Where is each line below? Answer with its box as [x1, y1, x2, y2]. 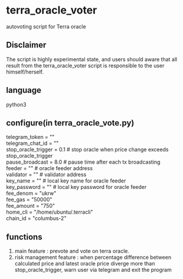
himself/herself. [6, 68, 44, 75]
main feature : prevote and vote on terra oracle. [14, 248, 129, 255]
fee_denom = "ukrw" [6, 190, 57, 197]
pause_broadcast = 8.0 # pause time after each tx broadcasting [6, 158, 161, 165]
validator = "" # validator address [6, 171, 86, 178]
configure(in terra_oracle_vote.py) [6, 118, 134, 128]
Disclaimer [6, 40, 46, 50]
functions [6, 232, 42, 242]
